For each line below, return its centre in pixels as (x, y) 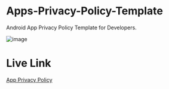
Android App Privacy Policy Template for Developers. (72, 27)
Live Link (29, 63)
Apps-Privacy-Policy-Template (84, 11)
